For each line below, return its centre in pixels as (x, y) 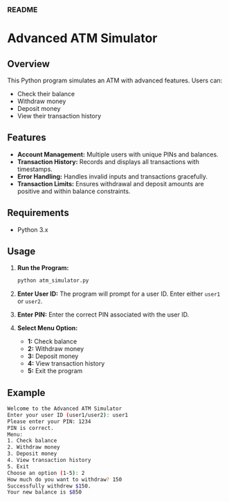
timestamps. (35, 169)
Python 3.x (33, 229)
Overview (29, 64)
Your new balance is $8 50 (44, 492)
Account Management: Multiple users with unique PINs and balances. (118, 154)
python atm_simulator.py (53, 281)
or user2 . (30, 301)
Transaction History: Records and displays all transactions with (108, 161)
